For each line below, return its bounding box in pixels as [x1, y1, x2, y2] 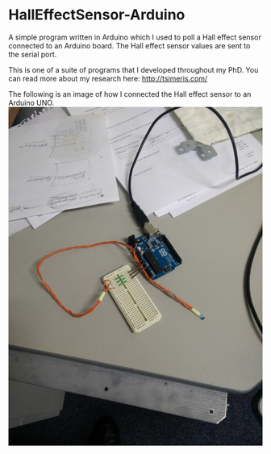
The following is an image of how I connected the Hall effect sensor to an [8, 89, 252, 98]
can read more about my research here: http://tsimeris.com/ [8, 73, 208, 83]
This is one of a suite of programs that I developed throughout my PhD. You [8, 65, 259, 74]
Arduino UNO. [8, 98, 55, 107]
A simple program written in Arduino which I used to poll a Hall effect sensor [8, 32, 262, 42]
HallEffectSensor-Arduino [8, 6, 186, 24]
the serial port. [8, 49, 57, 59]
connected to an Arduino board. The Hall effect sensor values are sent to [8, 40, 251, 50]
